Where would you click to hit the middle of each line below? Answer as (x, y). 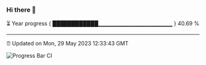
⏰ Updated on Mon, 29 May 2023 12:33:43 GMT (67, 44)
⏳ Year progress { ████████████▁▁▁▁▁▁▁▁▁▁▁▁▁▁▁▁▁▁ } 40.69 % (103, 23)
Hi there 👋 (21, 10)
